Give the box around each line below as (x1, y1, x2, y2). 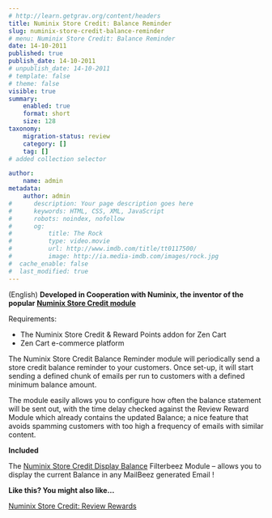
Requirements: (8, 313, 57, 324)
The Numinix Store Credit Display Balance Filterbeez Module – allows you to (8, 461, 261, 470)
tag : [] (23, 147, 49, 155)
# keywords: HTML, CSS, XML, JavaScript (8, 207, 164, 215)
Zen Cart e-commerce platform (19, 338, 125, 348)
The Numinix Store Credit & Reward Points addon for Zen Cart (19, 329, 227, 339)
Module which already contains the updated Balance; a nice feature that (8, 412, 249, 422)
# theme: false (8, 79, 60, 87)
